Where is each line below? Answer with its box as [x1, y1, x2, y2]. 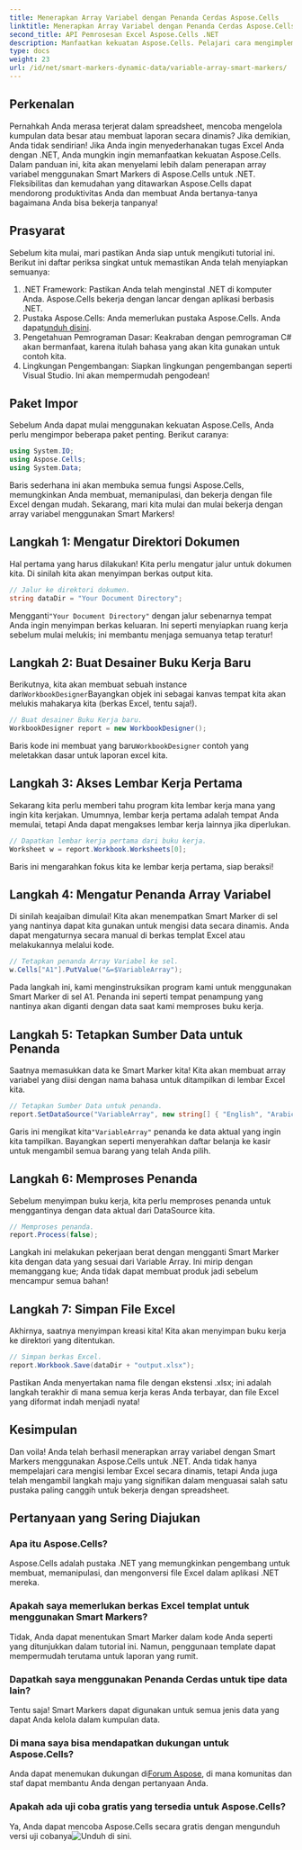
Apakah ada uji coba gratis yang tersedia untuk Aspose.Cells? [9, 1800, 286, 1813]
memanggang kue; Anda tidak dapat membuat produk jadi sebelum [9, 1266, 259, 1277]
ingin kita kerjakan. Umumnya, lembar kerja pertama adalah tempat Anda [9, 809, 280, 820]
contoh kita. [22, 350, 67, 361]
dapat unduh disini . [22, 321, 92, 333]
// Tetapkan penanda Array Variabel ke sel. [9, 957, 179, 966]
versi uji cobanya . [9, 1830, 132, 1841]
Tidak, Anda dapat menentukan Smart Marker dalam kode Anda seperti [9, 1631, 273, 1642]
